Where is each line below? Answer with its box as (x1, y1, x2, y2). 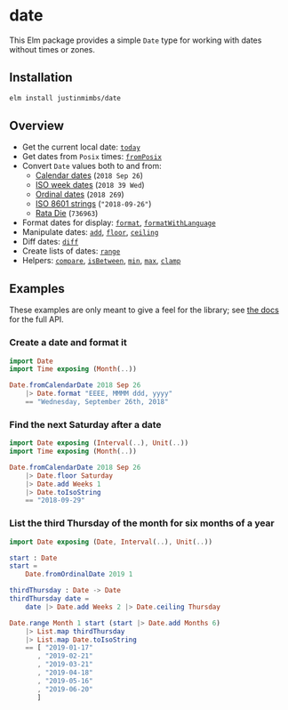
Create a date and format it (9, 336, 127, 349)
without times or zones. (9, 44, 95, 54)
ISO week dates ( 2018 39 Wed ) (35, 180, 145, 190)
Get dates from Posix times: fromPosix (21, 151, 163, 162)
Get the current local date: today (21, 141, 140, 152)
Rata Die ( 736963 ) (35, 208, 99, 219)
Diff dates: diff (21, 237, 79, 247)
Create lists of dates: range (21, 246, 121, 256)
